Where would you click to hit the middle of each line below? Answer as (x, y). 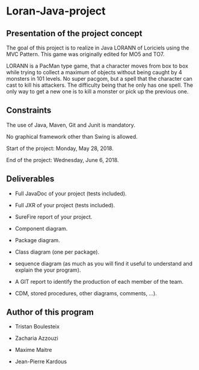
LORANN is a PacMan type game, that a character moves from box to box (97, 66)
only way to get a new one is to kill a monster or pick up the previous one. (97, 91)
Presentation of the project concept (74, 33)
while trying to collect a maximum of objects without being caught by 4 (94, 72)
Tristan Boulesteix (37, 327)
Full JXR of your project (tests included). (65, 205)
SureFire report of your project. (54, 217)
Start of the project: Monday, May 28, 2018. (60, 148)
